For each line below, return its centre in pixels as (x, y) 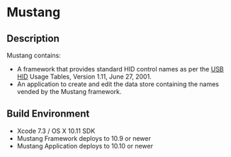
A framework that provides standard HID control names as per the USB (120, 69)
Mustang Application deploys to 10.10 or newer (85, 146)
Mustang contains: (34, 55)
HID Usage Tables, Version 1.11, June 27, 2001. (84, 76)
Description (33, 39)
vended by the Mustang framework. (69, 92)
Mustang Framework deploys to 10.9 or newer (84, 138)
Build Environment (48, 114)
